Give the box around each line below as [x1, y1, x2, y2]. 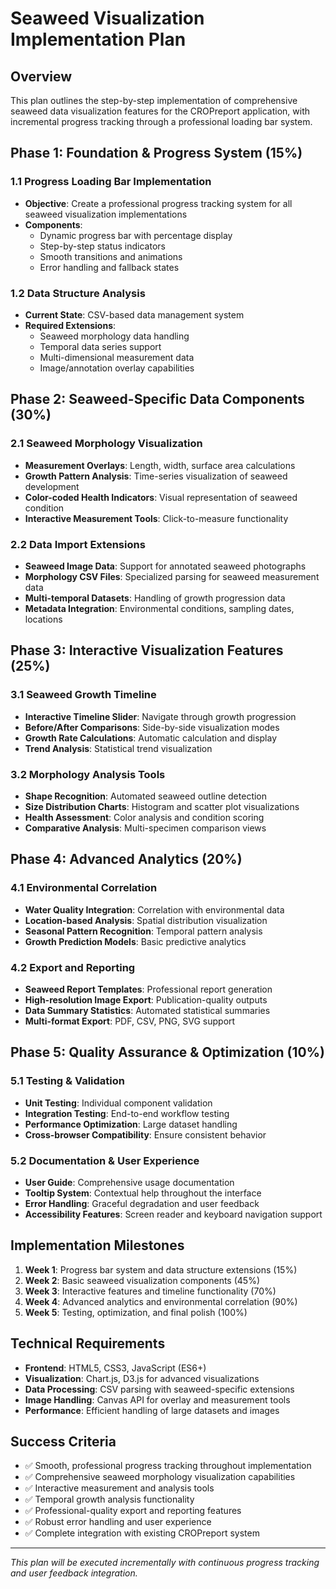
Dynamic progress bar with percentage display [39, 229, 233, 241]
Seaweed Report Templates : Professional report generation [24, 983, 273, 995]
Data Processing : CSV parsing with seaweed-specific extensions [24, 1383, 295, 1395]
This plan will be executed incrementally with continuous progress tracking [10, 1557, 320, 1569]
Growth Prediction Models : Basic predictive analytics [24, 935, 247, 947]
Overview [10, 68, 73, 85]
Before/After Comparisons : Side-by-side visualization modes [24, 721, 280, 733]
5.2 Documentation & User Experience [10, 1153, 200, 1167]
